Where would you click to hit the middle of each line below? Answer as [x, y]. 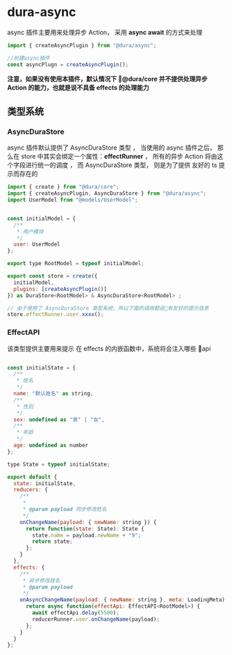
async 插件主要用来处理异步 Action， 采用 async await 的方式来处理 [105, 32]
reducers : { [31, 490]
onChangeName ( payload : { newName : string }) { [88, 522]
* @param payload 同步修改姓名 [65, 510]
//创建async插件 [28, 58]
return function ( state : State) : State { [85, 529]
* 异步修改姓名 [41, 581]
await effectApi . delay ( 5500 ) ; [76, 613]
